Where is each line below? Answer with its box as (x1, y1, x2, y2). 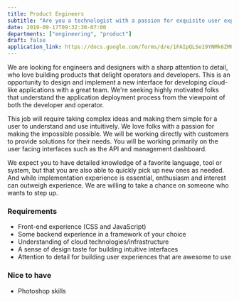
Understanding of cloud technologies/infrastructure (17, 237, 169, 246)
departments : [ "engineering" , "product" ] (7, 30, 132, 38)
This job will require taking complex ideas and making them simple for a (7, 114, 218, 123)
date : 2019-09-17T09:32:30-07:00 (7, 23, 107, 31)
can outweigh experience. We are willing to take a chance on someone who (7, 181, 229, 189)
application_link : (7, 43, 62, 50)
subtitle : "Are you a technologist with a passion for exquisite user (7, 17, 221, 24)
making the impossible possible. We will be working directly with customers (7, 129, 229, 138)
